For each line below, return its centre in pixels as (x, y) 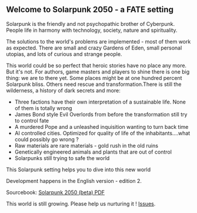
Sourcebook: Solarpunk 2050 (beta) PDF (55, 192)
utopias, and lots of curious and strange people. (64, 54)
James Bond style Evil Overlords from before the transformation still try (101, 114)
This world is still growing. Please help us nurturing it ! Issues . (81, 204)
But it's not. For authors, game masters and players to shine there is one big (98, 71)
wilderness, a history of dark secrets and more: (63, 90)
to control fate (32, 121)
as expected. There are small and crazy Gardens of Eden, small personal (94, 48)
